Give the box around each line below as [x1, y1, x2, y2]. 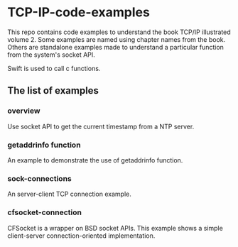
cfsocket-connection [7, 207, 82, 217]
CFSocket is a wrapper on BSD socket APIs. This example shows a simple [7, 224, 224, 232]
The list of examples [7, 84, 99, 97]
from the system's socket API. [7, 50, 96, 59]
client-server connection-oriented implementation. [7, 231, 156, 240]
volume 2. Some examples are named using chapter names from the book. [7, 35, 226, 43]
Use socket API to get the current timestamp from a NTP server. [7, 122, 195, 131]
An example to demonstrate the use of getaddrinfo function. [7, 155, 183, 164]
